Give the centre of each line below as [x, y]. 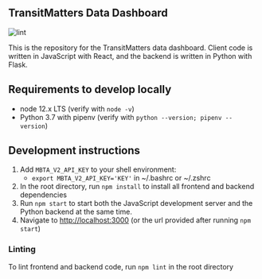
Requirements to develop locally [90, 89]
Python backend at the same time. [76, 212]
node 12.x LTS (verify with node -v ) [77, 108]
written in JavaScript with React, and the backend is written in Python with [130, 56]
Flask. [18, 64]
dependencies [43, 195]
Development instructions [74, 151]
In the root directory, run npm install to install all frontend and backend [137, 187]
